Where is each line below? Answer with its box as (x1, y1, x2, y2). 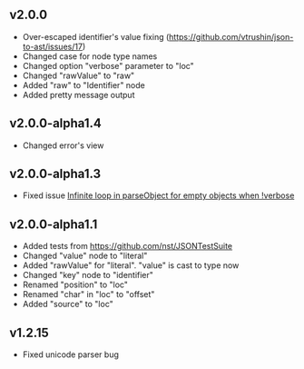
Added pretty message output (22, 89, 135, 100)
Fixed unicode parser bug (22, 349, 120, 360)
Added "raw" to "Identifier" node (22, 79, 145, 90)
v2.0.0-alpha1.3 (9, 166, 102, 182)
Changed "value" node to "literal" (22, 250, 148, 262)
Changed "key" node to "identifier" (22, 270, 154, 281)
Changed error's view (22, 140, 104, 151)
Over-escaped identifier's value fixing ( (22, 31, 170, 42)
